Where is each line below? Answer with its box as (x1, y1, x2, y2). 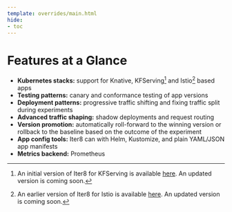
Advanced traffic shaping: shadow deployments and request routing (17, 113, 215, 121)
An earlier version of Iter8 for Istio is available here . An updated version (17, 190, 220, 198)
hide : (7, 17, 23, 23)
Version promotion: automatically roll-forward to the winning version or (17, 120, 222, 128)
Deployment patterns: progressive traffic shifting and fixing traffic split (17, 98, 220, 107)
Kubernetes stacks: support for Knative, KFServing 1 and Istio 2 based (17, 75, 215, 85)
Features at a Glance (7, 52, 128, 68)
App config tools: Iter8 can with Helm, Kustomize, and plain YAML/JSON (17, 135, 225, 143)
